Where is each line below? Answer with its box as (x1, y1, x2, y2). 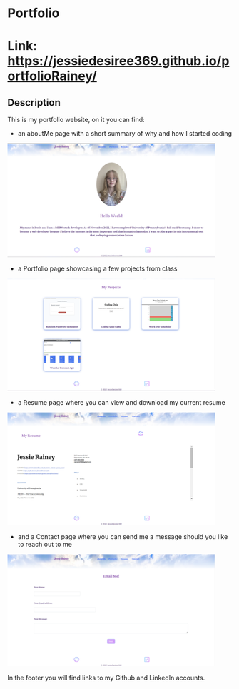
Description (7, 96, 61, 109)
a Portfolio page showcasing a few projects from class (17, 264, 178, 273)
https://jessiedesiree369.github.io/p (7, 53, 230, 69)
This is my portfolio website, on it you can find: (7, 116, 145, 124)
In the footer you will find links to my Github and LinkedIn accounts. (7, 673, 205, 683)
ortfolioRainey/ (7, 68, 98, 84)
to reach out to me (17, 540, 73, 548)
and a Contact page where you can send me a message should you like (17, 532, 228, 540)
